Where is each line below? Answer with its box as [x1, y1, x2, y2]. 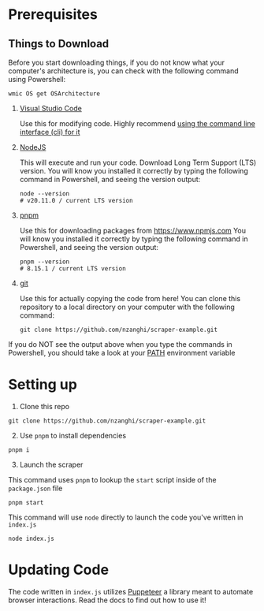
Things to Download [8, 37, 110, 50]
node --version [19, 190, 70, 198]
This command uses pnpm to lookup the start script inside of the [8, 475, 217, 484]
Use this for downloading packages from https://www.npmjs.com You [19, 226, 247, 235]
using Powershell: [8, 75, 66, 84]
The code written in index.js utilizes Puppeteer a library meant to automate [8, 587, 254, 596]
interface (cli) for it [19, 128, 80, 136]
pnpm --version [19, 258, 70, 266]
